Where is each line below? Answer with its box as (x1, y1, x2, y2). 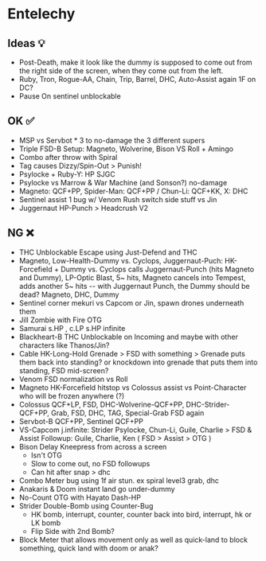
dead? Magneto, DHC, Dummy (18, 290, 119, 299)
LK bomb (30, 518, 61, 528)
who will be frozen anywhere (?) (18, 391, 125, 400)
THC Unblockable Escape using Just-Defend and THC (18, 247, 198, 257)
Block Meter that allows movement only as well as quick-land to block (18, 535, 248, 544)
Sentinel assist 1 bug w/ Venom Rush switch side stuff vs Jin (18, 194, 217, 204)
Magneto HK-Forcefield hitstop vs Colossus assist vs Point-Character (18, 383, 247, 392)
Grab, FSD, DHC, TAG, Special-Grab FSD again (50, 407, 205, 418)
